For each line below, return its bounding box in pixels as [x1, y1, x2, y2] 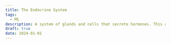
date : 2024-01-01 [5, 31, 42, 36]
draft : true [5, 26, 31, 31]
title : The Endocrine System [5, 7, 67, 13]
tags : [5, 12, 17, 17]
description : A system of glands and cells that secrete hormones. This [5, 21, 163, 27]
